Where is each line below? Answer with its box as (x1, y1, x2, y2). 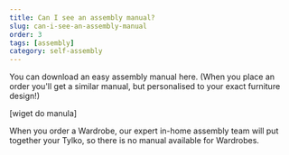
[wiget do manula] (9, 108, 78, 119)
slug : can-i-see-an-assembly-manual (9, 22, 147, 31)
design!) (9, 91, 41, 102)
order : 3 (9, 30, 42, 39)
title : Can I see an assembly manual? (9, 13, 155, 23)
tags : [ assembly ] (9, 38, 75, 48)
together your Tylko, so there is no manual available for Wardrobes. (9, 135, 260, 146)
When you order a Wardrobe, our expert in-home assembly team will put (9, 125, 279, 136)
